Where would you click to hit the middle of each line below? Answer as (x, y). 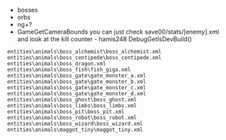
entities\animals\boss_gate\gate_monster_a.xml (77, 75)
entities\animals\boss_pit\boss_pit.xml (66, 112)
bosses (28, 10)
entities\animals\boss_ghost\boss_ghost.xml (72, 100)
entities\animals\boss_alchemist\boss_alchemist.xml (84, 51)
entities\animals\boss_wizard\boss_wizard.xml (75, 124)
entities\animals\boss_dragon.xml (57, 64)
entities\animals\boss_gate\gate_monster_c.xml (77, 88)
